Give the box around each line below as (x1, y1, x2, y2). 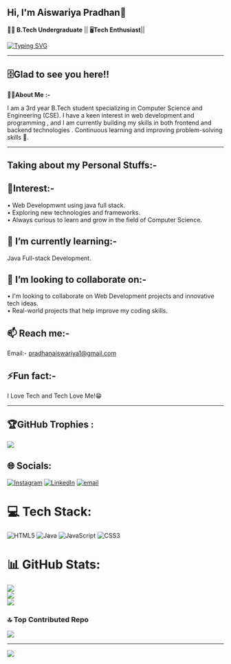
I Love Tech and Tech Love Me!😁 (7, 392, 102, 400)
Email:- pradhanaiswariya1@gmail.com (7, 349, 117, 358)
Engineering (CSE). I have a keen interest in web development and (7, 111, 195, 119)
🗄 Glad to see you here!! (7, 69, 110, 81)
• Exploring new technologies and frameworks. (7, 208, 141, 217)
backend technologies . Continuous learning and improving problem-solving (7, 125, 223, 134)
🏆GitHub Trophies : (7, 419, 94, 431)
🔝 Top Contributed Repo (7, 614, 89, 624)
